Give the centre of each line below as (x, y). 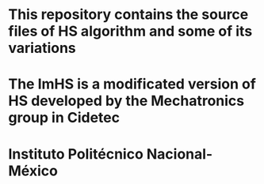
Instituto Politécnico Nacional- (111, 154)
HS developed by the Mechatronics (126, 101)
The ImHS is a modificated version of (132, 84)
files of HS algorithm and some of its (130, 31)
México (33, 171)
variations (42, 48)
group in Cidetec (64, 118)
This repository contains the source (128, 15)
